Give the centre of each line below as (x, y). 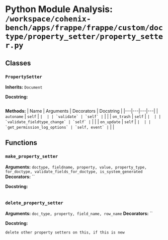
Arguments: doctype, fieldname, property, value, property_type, (76, 167)
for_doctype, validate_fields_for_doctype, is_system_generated (74, 172)
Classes (18, 63)
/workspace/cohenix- (48, 19)
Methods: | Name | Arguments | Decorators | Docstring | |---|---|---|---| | (82, 111)
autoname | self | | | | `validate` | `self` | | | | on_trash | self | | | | (83, 116)
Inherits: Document (24, 87)
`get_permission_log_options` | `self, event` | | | (60, 127)
